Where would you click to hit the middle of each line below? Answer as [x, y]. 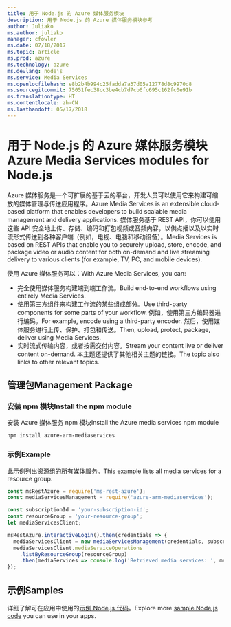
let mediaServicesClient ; [44, 523]
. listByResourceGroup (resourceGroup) [74, 554]
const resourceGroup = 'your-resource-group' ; [75, 516]
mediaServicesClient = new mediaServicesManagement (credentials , [109, 541]
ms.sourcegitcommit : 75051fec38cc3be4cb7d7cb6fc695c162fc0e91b [100, 90]
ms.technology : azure [38, 65]
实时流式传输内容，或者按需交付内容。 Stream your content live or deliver [120, 345]
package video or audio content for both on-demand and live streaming [108, 252]
